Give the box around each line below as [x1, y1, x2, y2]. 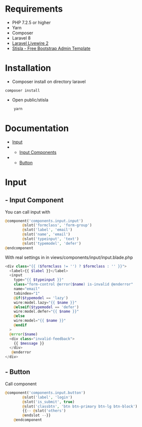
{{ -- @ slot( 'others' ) [22, 408, 66, 413]
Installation [5, 62, 51, 74]
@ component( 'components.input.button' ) [5, 390, 86, 395]
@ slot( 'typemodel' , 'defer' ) [22, 241, 81, 246]
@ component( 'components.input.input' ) [5, 218, 83, 223]
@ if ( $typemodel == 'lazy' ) [14, 295, 68, 300]
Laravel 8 [12, 35, 31, 41]
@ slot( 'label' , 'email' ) [22, 228, 73, 233]
